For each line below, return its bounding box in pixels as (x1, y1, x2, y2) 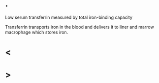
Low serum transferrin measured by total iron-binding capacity (5, 14, 133, 20)
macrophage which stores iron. (5, 29, 68, 35)
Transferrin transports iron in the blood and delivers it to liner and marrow (5, 24, 154, 30)
